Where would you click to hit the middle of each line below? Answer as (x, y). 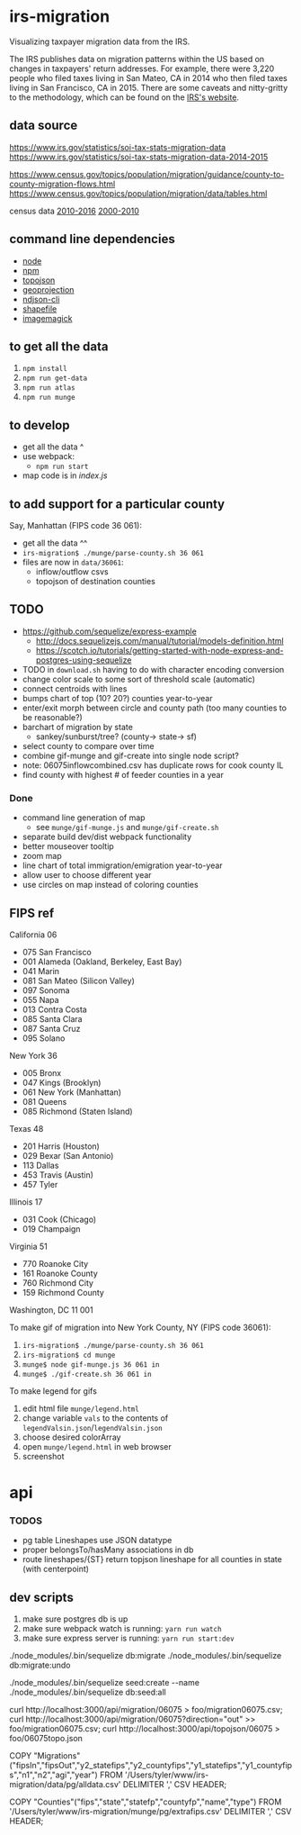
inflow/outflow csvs (72, 572)
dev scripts (41, 1597)
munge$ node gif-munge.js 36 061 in (91, 1365)
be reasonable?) (52, 717)
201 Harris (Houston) (61, 1146)
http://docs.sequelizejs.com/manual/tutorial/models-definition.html (160, 640)
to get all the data (59, 346)
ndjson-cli (41, 299)
